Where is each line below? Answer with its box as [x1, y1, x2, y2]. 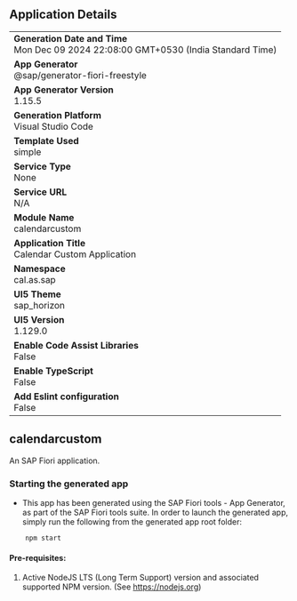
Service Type [13, 160, 71, 172]
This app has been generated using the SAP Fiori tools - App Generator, [21, 497, 286, 508]
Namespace [13, 262, 67, 275]
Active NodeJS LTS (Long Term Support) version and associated [21, 573, 260, 583]
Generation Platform [13, 108, 102, 121]
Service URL [13, 186, 68, 198]
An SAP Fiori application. [9, 455, 100, 466]
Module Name [13, 211, 75, 223]
